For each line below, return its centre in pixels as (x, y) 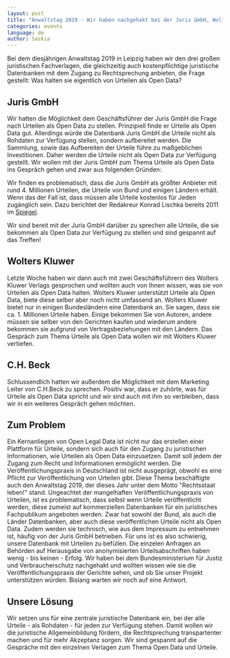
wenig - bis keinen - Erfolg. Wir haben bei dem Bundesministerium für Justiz (115, 558)
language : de (26, 33)
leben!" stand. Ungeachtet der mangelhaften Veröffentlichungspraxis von (110, 493)
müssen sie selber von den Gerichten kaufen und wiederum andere (102, 321)
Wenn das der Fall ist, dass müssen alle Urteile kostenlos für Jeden (102, 197)
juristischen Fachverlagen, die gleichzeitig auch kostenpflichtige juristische (113, 66)
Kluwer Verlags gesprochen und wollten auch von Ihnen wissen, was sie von (115, 285)
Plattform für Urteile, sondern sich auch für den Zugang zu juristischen (107, 449)
